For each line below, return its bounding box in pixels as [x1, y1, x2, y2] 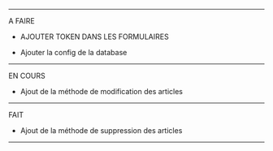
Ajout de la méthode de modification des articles [19, 87, 184, 96]
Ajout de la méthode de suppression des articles [19, 126, 183, 135]
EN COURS [8, 71, 46, 80]
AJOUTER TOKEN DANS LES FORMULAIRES [19, 32, 169, 41]
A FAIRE [8, 16, 35, 25]
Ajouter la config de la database [19, 48, 128, 57]
